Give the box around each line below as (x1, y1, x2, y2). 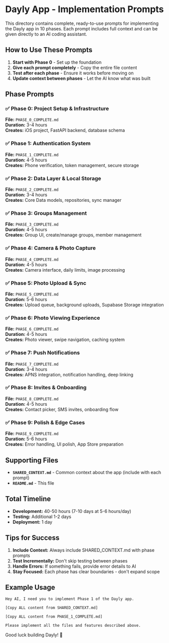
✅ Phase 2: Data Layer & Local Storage (5, 175, 101, 182)
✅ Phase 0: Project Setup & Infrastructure (5, 105, 109, 112)
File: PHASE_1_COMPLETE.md (5, 151, 59, 157)
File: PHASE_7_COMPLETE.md (5, 361, 59, 367)
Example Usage (5, 583, 55, 591)
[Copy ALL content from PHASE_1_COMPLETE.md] (5, 614, 102, 619)
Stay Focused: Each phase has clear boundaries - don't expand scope (12, 568, 160, 575)
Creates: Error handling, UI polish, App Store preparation (5, 441, 124, 447)
